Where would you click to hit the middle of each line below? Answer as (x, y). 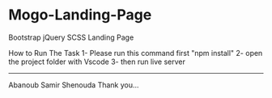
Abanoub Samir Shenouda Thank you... (74, 85)
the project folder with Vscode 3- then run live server (97, 62)
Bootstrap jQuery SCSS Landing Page (71, 37)
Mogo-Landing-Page (80, 15)
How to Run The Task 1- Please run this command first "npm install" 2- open (136, 53)
